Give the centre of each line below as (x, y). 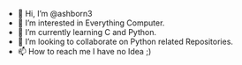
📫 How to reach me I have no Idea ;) (84, 51)
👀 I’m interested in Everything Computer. (91, 23)
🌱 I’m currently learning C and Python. (87, 32)
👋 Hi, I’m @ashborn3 (55, 14)
